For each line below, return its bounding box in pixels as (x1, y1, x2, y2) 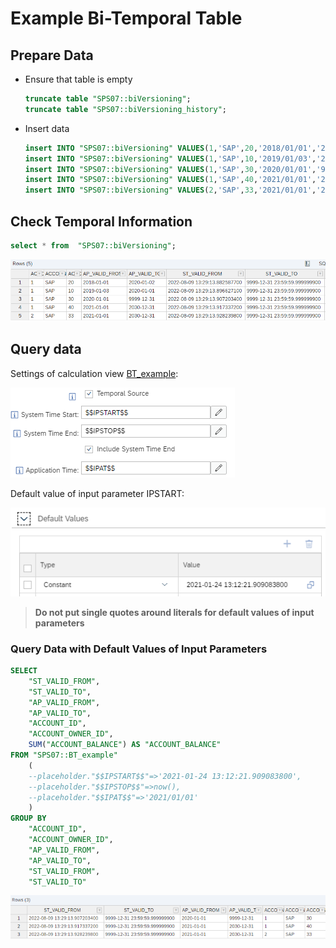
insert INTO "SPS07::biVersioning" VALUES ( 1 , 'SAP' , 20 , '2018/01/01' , (24, 143, 317, 153)
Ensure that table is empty (24, 73, 133, 85)
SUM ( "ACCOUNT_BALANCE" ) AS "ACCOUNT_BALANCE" (28, 740, 222, 750)
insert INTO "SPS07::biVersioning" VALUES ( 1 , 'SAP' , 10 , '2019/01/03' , (24, 153, 317, 164)
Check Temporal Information (10, 213, 193, 230)
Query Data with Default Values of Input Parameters (10, 642, 268, 656)
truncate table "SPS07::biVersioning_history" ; (24, 104, 227, 114)
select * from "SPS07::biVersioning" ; (10, 240, 177, 251)
